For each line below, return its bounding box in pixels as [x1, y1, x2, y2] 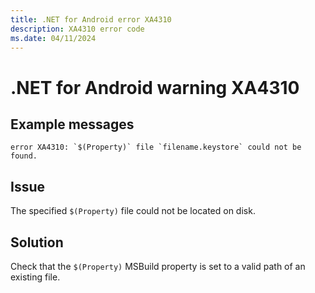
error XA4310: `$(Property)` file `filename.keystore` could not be [10, 142, 302, 153]
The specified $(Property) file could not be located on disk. [10, 205, 256, 217]
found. [10, 151, 38, 161]
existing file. [10, 271, 61, 283]
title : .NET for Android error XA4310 [10, 14, 172, 25]
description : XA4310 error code [10, 24, 145, 34]
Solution [10, 234, 64, 251]
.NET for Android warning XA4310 [10, 76, 300, 99]
